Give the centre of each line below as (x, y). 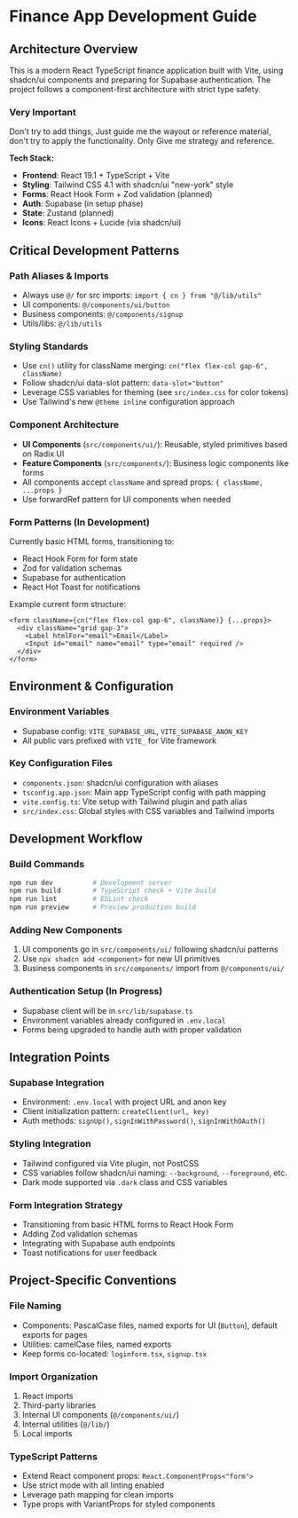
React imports (47, 1395)
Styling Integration (50, 1144)
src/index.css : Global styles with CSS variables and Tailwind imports (148, 810)
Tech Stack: (32, 158)
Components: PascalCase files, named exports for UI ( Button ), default (149, 1325)
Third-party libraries (59, 1405)
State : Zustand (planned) (68, 213)
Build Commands (47, 865)
